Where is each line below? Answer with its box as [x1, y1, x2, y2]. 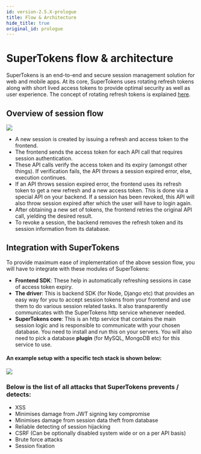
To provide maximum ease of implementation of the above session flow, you [6, 259, 195, 266]
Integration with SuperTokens [6, 242, 120, 253]
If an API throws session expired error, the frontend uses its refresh [14, 180, 182, 188]
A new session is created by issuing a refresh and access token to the [14, 136, 188, 142]
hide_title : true [6, 20, 50, 26]
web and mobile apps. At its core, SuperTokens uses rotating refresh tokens [6, 78, 194, 85]
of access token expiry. [14, 283, 73, 290]
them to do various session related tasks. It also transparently [14, 302, 168, 309]
